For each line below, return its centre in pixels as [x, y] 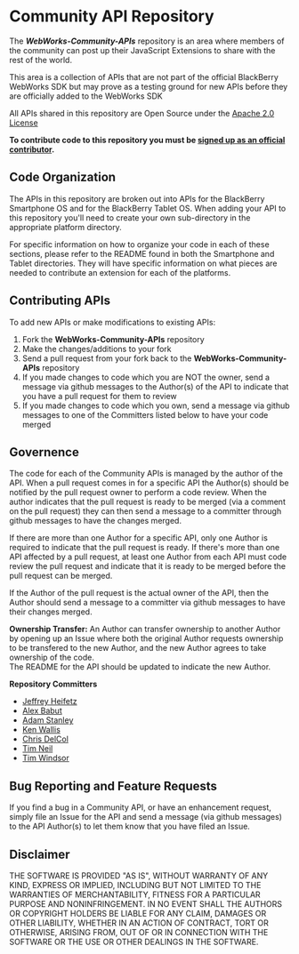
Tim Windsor [45, 758]
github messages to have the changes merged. [96, 521]
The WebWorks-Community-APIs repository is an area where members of [147, 41]
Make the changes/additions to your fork [97, 349]
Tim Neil [37, 749]
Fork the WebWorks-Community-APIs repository [113, 339]
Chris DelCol [45, 739]
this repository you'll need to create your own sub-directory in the [130, 217]
